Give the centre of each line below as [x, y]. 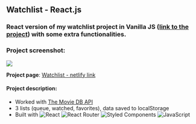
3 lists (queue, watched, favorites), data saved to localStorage [92, 108]
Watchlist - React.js [44, 10]
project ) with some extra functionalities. [66, 34]
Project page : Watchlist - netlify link [51, 75]
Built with [27, 114]
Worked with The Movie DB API [54, 102]
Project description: [32, 89]
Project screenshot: [36, 50]
